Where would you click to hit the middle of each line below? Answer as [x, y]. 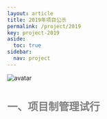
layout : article [30, 13]
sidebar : [20, 52]
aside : [16, 39]
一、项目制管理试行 [53, 107]
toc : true [27, 45]
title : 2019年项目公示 [37, 20]
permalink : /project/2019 [44, 26]
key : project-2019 [33, 33]
